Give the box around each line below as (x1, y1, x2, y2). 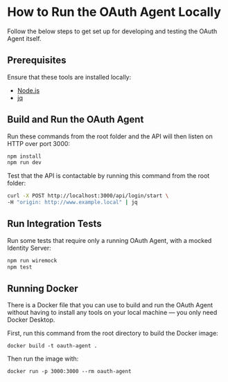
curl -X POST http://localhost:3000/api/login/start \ (7, 192, 169, 199)
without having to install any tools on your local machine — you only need (7, 309, 218, 317)
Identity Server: (7, 244, 52, 252)
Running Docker (7, 283, 78, 295)
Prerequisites (7, 55, 67, 66)
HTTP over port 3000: (7, 139, 71, 147)
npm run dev (7, 159, 42, 166)
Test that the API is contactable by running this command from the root (7, 172, 210, 180)
